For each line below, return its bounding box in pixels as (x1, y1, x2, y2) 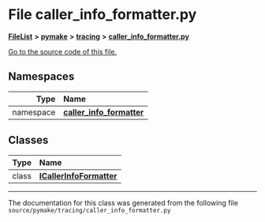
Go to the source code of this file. (8, 47, 118, 56)
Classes (8, 134, 49, 147)
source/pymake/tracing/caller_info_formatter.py (8, 206, 171, 214)
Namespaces (8, 70, 75, 84)
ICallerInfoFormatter (39, 170, 118, 181)
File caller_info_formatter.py (8, 6, 197, 24)
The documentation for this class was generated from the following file (8, 198, 239, 207)
